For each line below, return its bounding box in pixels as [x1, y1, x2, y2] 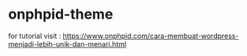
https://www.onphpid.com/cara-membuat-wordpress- [62, 31, 239, 40]
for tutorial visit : [8, 31, 62, 40]
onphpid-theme [8, 5, 114, 23]
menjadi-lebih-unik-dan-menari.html [8, 39, 127, 48]
